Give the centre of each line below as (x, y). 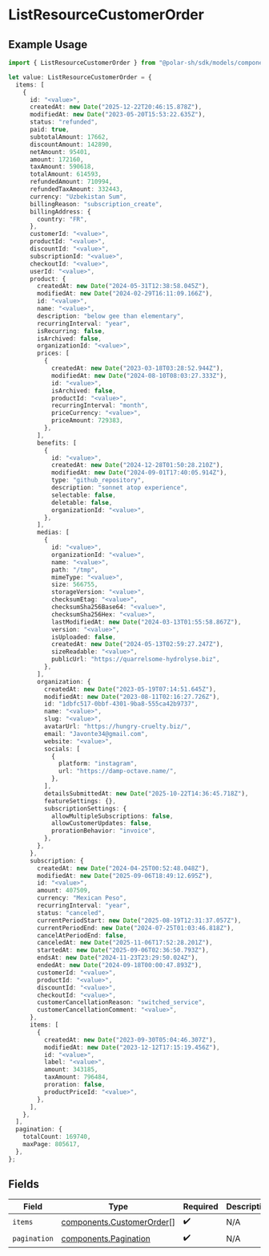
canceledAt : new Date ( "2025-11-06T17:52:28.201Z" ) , (125, 943)
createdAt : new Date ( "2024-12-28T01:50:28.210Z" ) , (137, 465)
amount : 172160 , (56, 159)
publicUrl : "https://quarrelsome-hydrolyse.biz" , (135, 660)
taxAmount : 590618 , (62, 167)
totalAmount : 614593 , (66, 174)
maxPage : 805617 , (52, 1144)
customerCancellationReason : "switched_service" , (121, 1002)
